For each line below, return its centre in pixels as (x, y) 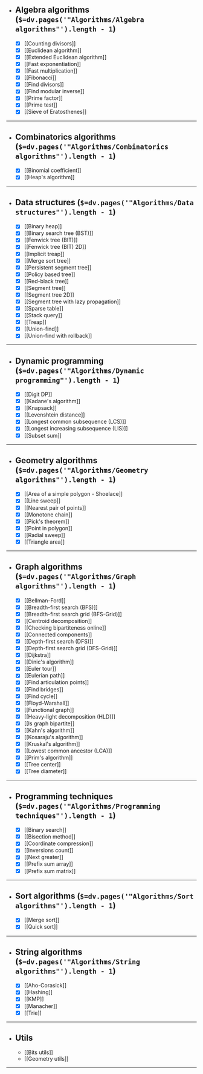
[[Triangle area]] (44, 542)
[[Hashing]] (38, 992)
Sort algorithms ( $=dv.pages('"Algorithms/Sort (104, 896)
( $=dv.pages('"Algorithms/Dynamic (79, 370)
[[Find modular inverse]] (54, 91)
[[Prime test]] (40, 105)
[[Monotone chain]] (48, 515)
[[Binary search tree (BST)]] (59, 233)
